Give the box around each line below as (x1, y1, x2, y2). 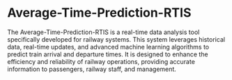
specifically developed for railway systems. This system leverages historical (7, 35, 225, 43)
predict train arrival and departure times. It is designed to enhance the (7, 50, 208, 58)
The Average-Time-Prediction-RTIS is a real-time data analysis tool (7, 28, 200, 36)
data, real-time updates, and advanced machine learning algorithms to (7, 42, 210, 51)
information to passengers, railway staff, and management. (7, 65, 176, 73)
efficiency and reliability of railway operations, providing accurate (7, 57, 195, 65)
